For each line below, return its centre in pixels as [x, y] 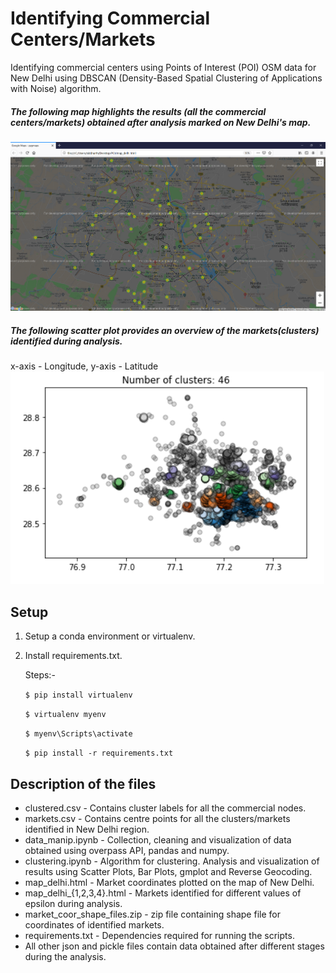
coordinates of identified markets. [94, 924]
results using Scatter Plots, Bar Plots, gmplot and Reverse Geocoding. [168, 871]
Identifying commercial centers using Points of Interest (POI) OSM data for [163, 67]
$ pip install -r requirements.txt [99, 753]
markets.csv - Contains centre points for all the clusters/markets [157, 818]
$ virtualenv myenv [65, 715]
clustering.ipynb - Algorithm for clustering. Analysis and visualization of [172, 861]
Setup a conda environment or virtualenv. [110, 636]
